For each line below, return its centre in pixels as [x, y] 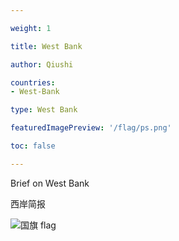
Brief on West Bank [50, 183]
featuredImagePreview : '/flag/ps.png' [91, 128]
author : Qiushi [42, 64]
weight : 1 [31, 28]
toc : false [33, 146]
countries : [33, 82]
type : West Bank [44, 110]
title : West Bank [46, 46]
